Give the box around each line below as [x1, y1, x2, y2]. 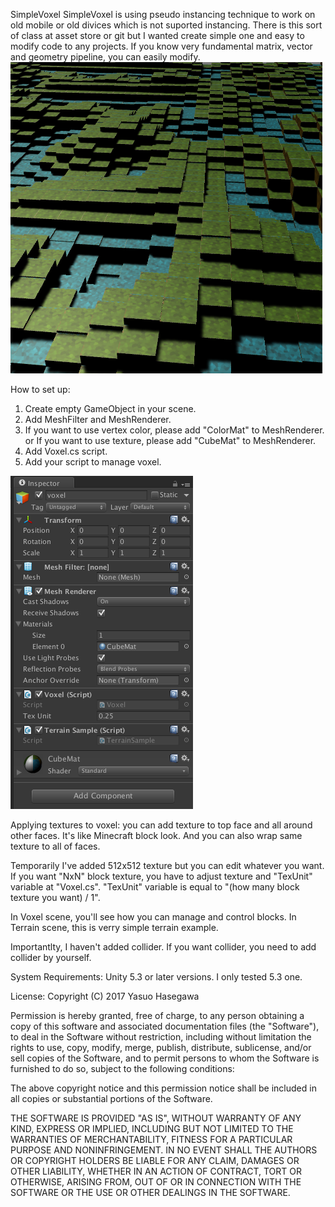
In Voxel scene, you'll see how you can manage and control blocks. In [10, 911, 297, 923]
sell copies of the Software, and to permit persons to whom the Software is [10, 1052, 320, 1064]
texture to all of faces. [10, 840, 101, 852]
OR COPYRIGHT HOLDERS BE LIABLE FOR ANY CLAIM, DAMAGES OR [10, 1155, 300, 1166]
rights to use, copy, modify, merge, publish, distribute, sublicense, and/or [10, 1042, 312, 1053]
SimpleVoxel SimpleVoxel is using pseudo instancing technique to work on [10, 9, 316, 20]
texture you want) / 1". [10, 892, 101, 903]
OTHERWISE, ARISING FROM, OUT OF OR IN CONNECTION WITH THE [10, 1176, 302, 1188]
